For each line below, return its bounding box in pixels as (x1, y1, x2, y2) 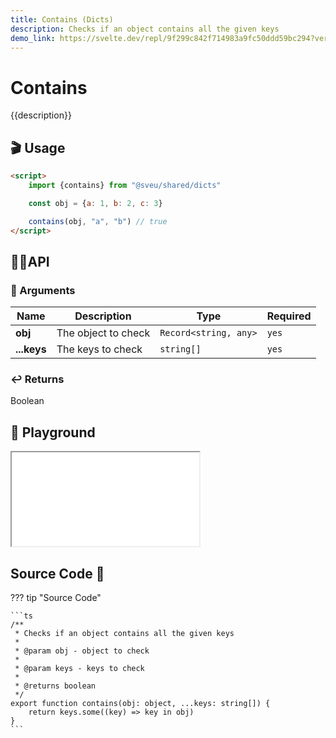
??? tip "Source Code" (10, 592, 102, 604)
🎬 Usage (10, 139, 66, 156)
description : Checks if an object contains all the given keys (10, 24, 280, 34)
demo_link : (10, 33, 56, 43)
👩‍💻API (10, 253, 50, 270)
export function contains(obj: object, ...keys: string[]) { (10, 699, 271, 709)
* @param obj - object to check (14, 646, 150, 656)
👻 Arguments (10, 283, 76, 297)
